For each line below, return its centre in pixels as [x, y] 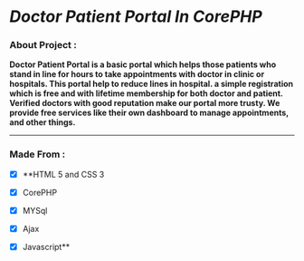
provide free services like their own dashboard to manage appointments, [149, 113]
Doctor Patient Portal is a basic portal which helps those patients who [143, 64]
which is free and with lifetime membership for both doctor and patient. [146, 93]
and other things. [43, 122]
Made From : [38, 154]
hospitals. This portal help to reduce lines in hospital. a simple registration [152, 84]
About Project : [43, 45]
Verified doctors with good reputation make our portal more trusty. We [145, 103]
